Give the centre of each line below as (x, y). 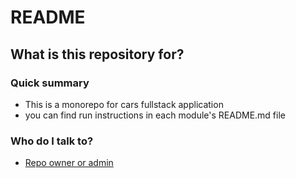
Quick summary (50, 83)
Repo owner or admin (69, 163)
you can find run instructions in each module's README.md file (155, 115)
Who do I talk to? (52, 141)
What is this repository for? (97, 54)
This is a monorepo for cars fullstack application (124, 104)
